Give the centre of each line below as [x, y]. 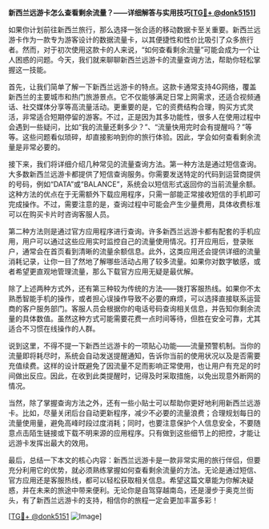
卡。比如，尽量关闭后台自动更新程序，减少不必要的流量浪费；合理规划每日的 [134, 413]
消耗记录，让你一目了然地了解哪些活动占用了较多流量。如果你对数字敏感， [131, 261]
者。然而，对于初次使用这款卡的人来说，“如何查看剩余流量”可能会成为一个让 [134, 50]
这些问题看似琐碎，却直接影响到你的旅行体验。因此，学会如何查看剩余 [138, 137]
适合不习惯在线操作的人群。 [54, 329]
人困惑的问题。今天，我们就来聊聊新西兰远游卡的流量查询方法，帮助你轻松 [131, 60]
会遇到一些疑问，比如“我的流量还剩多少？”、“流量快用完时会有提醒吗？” [127, 127]
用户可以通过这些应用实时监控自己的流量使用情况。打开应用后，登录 [134, 241]
